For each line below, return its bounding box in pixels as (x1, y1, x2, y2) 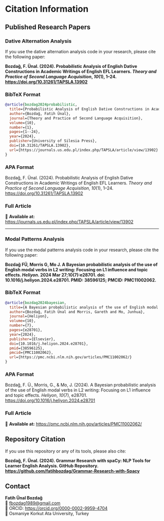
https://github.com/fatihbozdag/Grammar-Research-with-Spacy (5, 468, 140, 474)
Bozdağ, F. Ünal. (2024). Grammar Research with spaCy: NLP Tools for (5, 457, 151, 463)
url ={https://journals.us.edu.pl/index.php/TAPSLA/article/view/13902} (9, 148, 159, 152)
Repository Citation (5, 435, 66, 443)
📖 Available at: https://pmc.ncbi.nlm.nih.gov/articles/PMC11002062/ (5, 421, 143, 427)
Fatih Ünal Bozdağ (5, 495, 43, 501)
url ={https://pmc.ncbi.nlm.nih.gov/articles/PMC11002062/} (9, 355, 132, 360)
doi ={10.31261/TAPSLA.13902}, (9, 143, 71, 148)
